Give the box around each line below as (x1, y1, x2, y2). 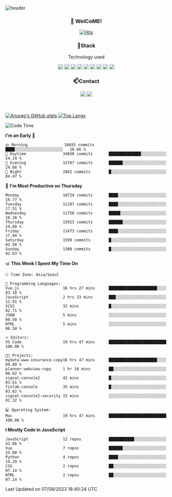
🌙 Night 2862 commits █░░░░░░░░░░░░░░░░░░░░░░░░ (5, 169, 167, 174)
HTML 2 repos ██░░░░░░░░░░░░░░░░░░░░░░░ (5, 472, 167, 478)
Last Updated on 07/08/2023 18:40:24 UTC (5, 486, 98, 492)
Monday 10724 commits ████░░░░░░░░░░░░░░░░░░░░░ (5, 192, 167, 197)
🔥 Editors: (5, 335, 29, 340)
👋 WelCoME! (70, 17, 102, 25)
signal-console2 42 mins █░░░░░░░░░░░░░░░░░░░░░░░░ (5, 375, 167, 381)
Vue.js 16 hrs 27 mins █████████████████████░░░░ (5, 285, 167, 291)
